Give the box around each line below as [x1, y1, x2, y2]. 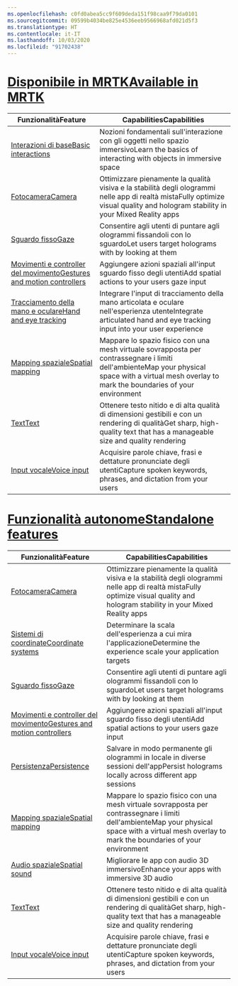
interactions [11, 148, 51, 158]
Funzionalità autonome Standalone [7, 511, 215, 528]
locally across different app [106, 770, 197, 780]
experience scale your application [106, 646, 220, 656]
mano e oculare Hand [11, 306, 81, 316]
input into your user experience [98, 324, 204, 334]
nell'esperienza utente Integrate [98, 306, 204, 316]
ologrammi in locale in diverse [106, 752, 206, 762]
